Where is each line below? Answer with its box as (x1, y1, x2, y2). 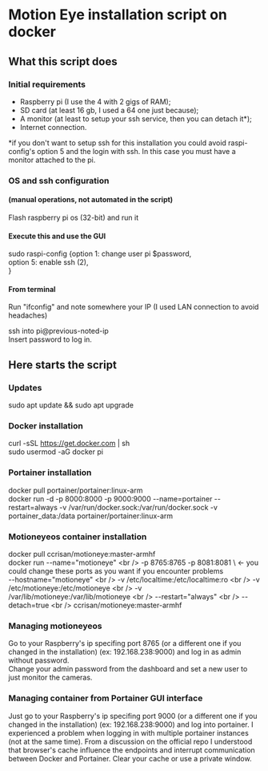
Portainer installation (8, 467, 92, 478)
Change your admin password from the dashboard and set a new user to (8, 664, 248, 674)
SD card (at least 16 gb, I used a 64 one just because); (19, 105, 199, 115)
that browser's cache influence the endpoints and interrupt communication (8, 745, 256, 755)
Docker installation (8, 420, 84, 432)
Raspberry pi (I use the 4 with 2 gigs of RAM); (19, 96, 171, 106)
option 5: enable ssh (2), (8, 258, 89, 267)
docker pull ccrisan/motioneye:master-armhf (8, 549, 156, 558)
